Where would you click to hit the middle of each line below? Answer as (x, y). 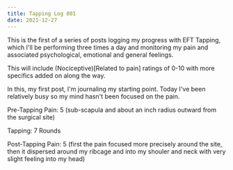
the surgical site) (31, 117)
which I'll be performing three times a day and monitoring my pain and (108, 47)
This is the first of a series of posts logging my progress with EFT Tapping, (114, 40)
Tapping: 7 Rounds (34, 130)
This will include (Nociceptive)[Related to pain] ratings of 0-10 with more (111, 68)
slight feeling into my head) (46, 159)
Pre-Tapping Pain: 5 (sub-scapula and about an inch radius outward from (112, 110)
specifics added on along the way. (56, 75)
